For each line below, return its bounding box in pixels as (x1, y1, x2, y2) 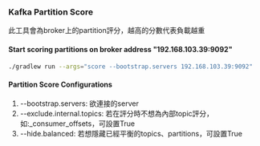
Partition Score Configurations (8, 79, 112, 89)
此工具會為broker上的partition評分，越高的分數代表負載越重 (8, 26, 205, 35)
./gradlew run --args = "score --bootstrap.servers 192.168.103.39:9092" (8, 63, 253, 71)
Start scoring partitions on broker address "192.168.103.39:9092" (8, 44, 233, 54)
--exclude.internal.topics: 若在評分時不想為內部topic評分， (19, 108, 214, 118)
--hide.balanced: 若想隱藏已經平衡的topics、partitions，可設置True (19, 128, 243, 138)
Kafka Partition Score (8, 6, 94, 18)
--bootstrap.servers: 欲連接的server (19, 99, 139, 108)
